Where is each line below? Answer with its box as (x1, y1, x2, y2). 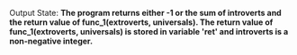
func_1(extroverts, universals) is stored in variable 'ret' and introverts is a (9, 27, 289, 36)
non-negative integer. (9, 35, 93, 46)
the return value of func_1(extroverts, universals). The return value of (9, 17, 274, 27)
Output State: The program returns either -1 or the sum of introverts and (9, 8, 282, 18)
